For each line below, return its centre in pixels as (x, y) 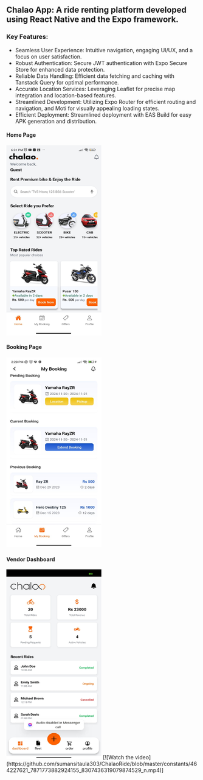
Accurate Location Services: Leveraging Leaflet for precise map (95, 89)
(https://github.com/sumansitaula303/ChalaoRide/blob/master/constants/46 (102, 764)
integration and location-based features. (66, 95)
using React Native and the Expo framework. (93, 20)
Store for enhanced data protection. (60, 69)
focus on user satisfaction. (48, 57)
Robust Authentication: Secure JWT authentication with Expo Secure (101, 63)
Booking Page (24, 347)
